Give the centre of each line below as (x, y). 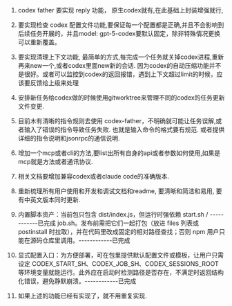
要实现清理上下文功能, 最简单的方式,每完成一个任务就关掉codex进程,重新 (121, 57)
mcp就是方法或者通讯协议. (55, 162)
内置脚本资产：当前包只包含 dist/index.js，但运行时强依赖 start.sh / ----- (120, 214)
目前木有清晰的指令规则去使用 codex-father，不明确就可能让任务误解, (117, 121)
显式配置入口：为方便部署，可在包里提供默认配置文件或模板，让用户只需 (120, 255)
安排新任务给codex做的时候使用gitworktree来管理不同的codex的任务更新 (121, 98)
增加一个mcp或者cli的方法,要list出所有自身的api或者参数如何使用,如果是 (119, 153)
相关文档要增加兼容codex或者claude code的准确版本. (94, 176)
